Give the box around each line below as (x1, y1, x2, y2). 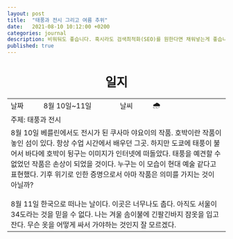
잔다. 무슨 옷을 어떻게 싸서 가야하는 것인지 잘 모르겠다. (10, 220, 177, 229)
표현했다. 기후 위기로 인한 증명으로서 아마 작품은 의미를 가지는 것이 (10, 170, 215, 179)
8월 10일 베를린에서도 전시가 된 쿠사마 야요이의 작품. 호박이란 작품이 (10, 128, 222, 138)
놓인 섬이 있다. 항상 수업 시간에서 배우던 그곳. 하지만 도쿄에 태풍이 (10, 138, 212, 148)
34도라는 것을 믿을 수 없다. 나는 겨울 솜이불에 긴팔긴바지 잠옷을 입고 (10, 209, 220, 219)
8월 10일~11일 (43, 101, 92, 111)
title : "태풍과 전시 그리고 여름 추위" (7, 17, 108, 24)
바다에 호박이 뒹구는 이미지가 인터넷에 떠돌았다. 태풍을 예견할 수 (25, 149, 221, 158)
